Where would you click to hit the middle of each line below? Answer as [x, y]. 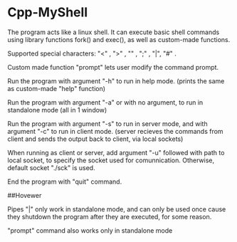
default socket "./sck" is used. [51, 167]
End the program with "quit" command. [65, 181]
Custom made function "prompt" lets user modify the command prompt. [113, 67]
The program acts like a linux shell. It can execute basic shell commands [114, 32]
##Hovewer [25, 195]
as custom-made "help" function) [56, 88]
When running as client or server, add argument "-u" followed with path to [116, 152]
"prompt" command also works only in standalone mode [90, 230]
